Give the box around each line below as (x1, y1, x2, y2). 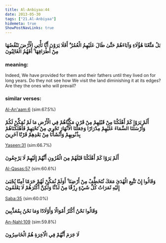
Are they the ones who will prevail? (5, 83, 77, 89)
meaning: (5, 61, 29, 68)
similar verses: (5, 95, 41, 102)
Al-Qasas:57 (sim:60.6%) (5, 166, 57, 172)
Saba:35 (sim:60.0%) (5, 195, 48, 201)
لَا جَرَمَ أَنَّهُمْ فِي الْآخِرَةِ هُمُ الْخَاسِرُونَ (5, 231, 80, 238)
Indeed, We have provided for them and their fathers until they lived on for (5, 72, 156, 78)
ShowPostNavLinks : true (5, 26, 54, 31)
